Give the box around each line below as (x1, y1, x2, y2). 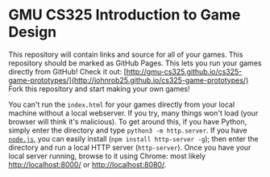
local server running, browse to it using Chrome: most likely (8, 151, 206, 161)
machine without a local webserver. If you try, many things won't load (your (8, 107, 259, 118)
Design (8, 23, 57, 41)
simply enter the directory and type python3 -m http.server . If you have (8, 125, 247, 135)
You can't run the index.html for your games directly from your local (8, 99, 235, 109)
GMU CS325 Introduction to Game (8, 6, 241, 24)
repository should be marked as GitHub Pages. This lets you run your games (8, 58, 262, 68)
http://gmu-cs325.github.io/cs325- (126, 66, 243, 76)
